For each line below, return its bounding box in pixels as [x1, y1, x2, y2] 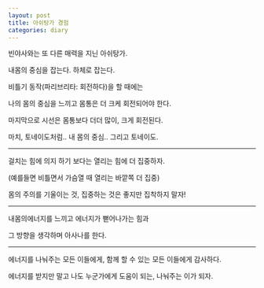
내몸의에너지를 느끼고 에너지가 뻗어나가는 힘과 [8, 214, 149, 223]
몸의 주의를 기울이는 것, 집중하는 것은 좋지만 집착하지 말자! [8, 190, 186, 199]
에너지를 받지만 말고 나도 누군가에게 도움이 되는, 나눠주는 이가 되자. [8, 271, 214, 281]
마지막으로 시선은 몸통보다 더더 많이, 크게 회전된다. [8, 116, 163, 125]
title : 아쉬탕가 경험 [8, 19, 69, 27]
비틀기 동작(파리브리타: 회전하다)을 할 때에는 [8, 82, 144, 91]
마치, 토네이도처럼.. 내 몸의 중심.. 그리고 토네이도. [8, 132, 159, 142]
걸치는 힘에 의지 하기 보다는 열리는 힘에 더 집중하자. [8, 157, 165, 166]
